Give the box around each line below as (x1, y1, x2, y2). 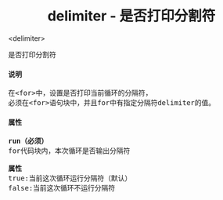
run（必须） (8, 136, 49, 146)
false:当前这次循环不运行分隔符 (8, 184, 116, 193)
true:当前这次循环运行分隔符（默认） (8, 174, 132, 183)
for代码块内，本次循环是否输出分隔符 (8, 147, 131, 155)
